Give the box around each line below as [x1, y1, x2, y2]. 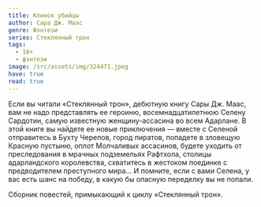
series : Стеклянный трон [8, 33, 90, 42]
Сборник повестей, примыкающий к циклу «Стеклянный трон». [8, 190, 223, 199]
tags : [8, 41, 26, 49]
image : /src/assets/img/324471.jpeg [8, 63, 129, 71]
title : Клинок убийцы [8, 11, 80, 20]
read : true [8, 77, 44, 85]
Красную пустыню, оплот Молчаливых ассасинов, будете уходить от [8, 141, 242, 150]
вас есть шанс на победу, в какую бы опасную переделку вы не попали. [8, 174, 254, 183]
